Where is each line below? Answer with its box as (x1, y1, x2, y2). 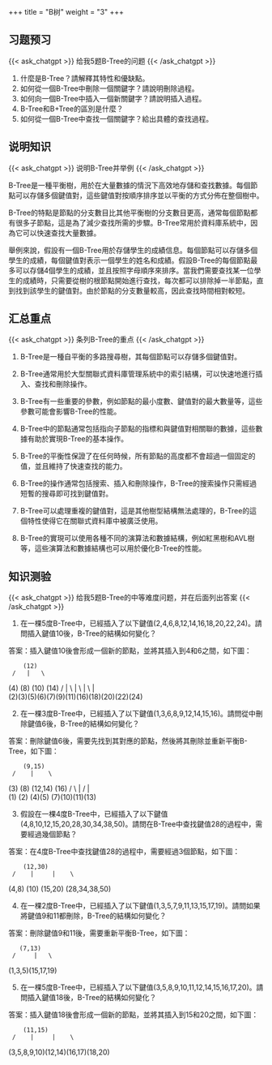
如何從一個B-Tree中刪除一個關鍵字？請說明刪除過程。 (19, 84, 199, 93)
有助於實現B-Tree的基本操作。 (27, 434, 128, 444)
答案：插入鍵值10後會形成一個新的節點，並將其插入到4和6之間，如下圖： (8, 646, 253, 655)
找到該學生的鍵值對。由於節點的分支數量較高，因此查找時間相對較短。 (15, 286, 249, 295)
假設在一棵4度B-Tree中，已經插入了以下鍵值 (19, 809, 168, 819)
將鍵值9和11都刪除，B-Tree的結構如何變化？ (19, 911, 168, 921)
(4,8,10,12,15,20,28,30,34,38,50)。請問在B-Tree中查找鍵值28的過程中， (19, 819, 256, 829)
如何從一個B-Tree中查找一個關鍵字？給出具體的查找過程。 (19, 114, 213, 123)
